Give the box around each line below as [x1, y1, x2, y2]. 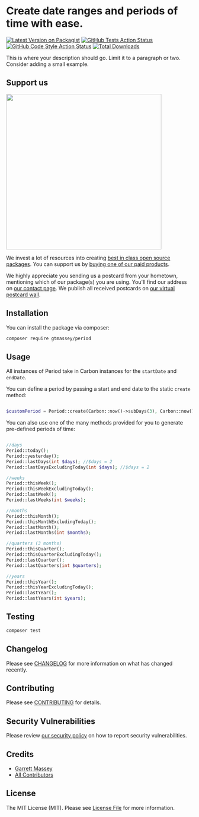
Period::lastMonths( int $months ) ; [6, 530, 92, 536]
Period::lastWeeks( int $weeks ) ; [6, 497, 86, 503]
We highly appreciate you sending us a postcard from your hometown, [6, 272, 178, 279]
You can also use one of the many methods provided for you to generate [6, 419, 184, 426]
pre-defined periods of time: [6, 426, 76, 433]
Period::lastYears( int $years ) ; [6, 596, 86, 601]
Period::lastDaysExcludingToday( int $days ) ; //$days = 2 [6, 464, 150, 470]
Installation [6, 308, 49, 318]
